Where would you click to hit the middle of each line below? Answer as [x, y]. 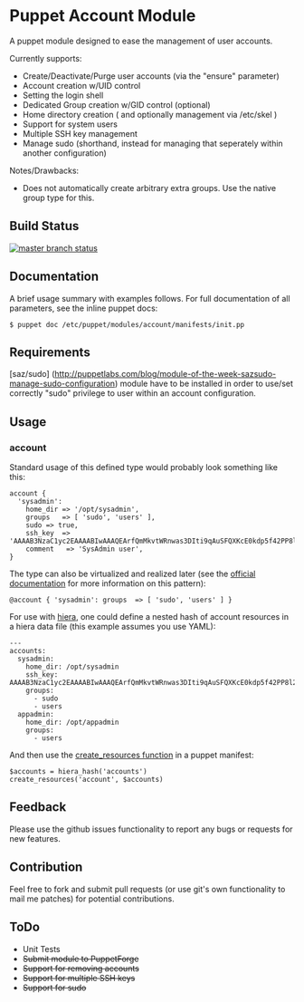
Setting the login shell [63, 95]
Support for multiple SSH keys [79, 978]
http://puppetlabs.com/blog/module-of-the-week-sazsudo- [165, 374]
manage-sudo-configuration [62, 384]
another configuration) [64, 153]
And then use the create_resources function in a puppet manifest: [132, 755]
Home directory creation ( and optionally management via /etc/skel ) [150, 114]
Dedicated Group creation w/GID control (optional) [116, 104]
